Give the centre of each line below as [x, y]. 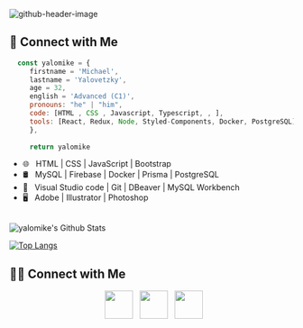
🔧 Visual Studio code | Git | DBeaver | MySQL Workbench [131, 187]
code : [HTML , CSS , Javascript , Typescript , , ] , [126, 114]
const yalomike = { [54, 63]
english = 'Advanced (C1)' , [82, 96]
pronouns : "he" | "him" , [76, 105]
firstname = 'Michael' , [74, 71]
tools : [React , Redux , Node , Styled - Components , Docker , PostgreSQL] [163, 122]
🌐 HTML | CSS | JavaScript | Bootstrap [96, 164]
